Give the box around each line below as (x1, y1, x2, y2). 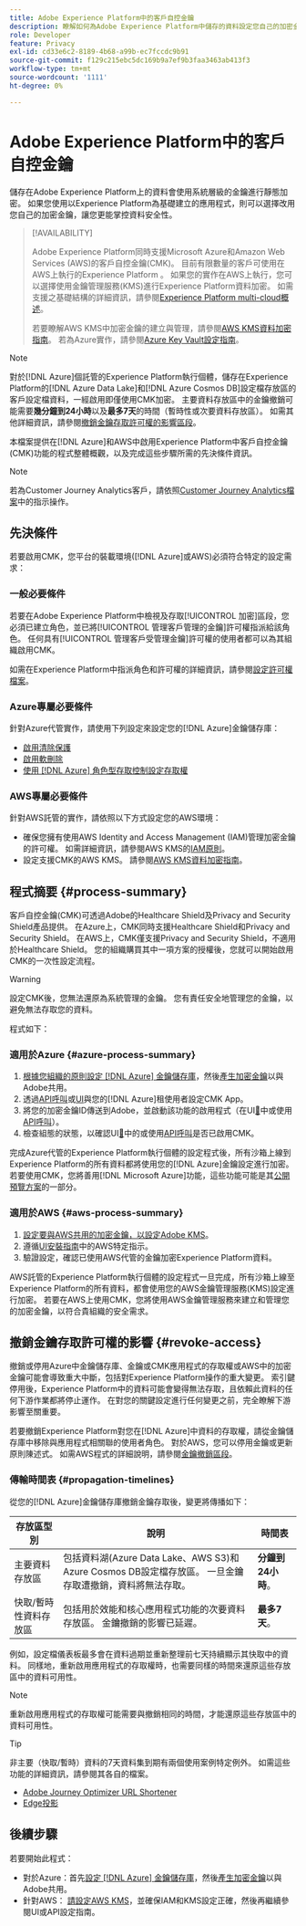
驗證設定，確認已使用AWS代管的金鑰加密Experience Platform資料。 (22, 1251, 277, 1262)
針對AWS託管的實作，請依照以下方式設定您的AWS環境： (9, 812, 221, 823)
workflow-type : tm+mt (9, 65, 92, 74)
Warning (9, 974, 41, 985)
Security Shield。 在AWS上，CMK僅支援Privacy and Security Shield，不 (9, 933, 280, 944)
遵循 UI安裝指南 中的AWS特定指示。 (22, 1240, 153, 1251)
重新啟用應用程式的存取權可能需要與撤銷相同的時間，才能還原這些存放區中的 (9, 1708, 297, 1719)
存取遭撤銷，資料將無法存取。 (62, 1578, 191, 1591)
